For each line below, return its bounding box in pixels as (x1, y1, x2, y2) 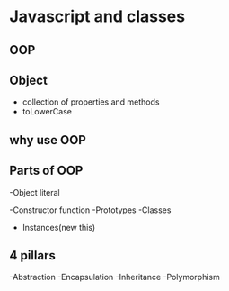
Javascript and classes (9, 6, 186, 27)
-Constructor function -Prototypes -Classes (9, 205, 172, 215)
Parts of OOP (9, 163, 84, 178)
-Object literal (9, 186, 60, 197)
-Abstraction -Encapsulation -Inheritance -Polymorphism (9, 272, 220, 283)
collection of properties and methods (22, 96, 160, 107)
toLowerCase (22, 106, 72, 117)
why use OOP (9, 132, 87, 148)
